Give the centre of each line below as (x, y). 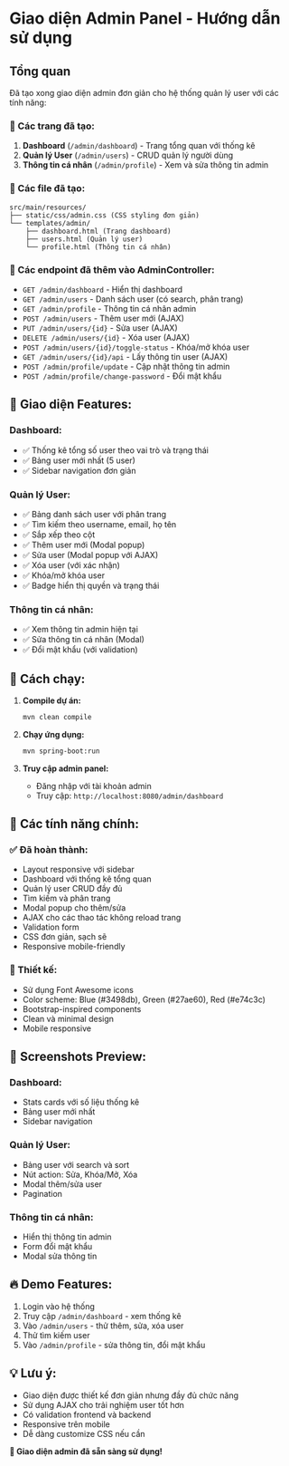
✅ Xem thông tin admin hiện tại (80, 630)
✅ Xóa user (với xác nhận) (71, 564)
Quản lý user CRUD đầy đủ (72, 889)
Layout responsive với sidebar (79, 870)
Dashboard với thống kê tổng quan (87, 879)
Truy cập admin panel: (65, 768)
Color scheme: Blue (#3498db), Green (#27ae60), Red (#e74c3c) (144, 999)
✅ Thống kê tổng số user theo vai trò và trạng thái (116, 450)
